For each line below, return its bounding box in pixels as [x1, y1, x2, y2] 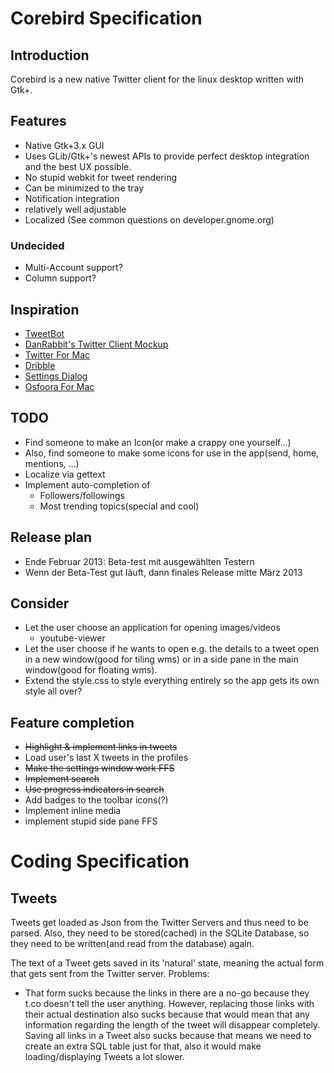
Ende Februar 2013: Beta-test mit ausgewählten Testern [24, 555, 255, 567]
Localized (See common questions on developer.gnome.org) [24, 213, 275, 226]
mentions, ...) [24, 457, 80, 469]
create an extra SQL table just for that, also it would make [24, 1040, 262, 1052]
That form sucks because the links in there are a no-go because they [24, 987, 310, 999]
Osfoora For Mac [24, 380, 95, 392]
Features [10, 113, 67, 130]
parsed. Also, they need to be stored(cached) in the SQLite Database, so [10, 927, 310, 939]
